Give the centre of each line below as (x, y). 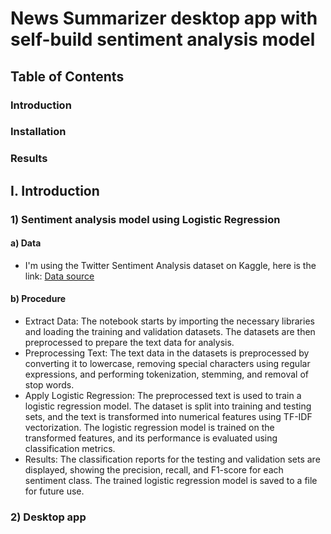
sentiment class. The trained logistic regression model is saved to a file (171, 481)
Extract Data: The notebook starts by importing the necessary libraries (169, 321)
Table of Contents (67, 76)
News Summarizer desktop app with (164, 18)
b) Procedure (38, 299)
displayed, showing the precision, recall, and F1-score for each (154, 470)
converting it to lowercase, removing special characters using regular (167, 364)
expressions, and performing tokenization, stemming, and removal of (166, 374)
